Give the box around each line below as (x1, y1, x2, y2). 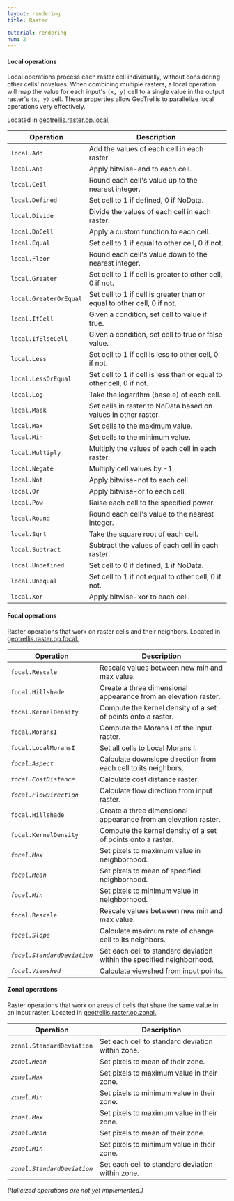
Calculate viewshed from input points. (100, 966, 224, 976)
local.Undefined (10, 562, 65, 569)
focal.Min (10, 891, 43, 899)
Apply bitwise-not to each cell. (88, 475, 190, 485)
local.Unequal (10, 577, 58, 586)
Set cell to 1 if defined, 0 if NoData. (88, 196, 204, 206)
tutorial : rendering (7, 29, 68, 36)
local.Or (10, 487, 40, 496)
